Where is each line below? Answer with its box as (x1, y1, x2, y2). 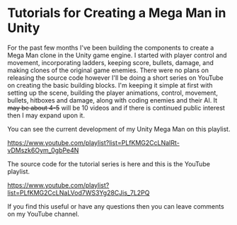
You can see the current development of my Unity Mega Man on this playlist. (7, 125, 231, 133)
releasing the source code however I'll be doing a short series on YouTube (7, 73, 224, 82)
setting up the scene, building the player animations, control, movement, (7, 88, 218, 97)
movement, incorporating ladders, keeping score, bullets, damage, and (7, 58, 214, 67)
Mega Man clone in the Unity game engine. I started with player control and (7, 51, 228, 59)
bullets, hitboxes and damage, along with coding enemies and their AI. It (7, 96, 218, 104)
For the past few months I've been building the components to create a (7, 43, 214, 52)
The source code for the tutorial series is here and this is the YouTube (7, 159, 211, 168)
